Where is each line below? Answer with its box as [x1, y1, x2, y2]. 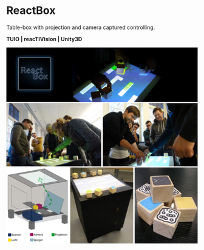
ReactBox [6, 4, 56, 18]
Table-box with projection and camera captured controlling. [6, 24, 155, 31]
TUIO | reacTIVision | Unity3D [6, 35, 83, 42]
